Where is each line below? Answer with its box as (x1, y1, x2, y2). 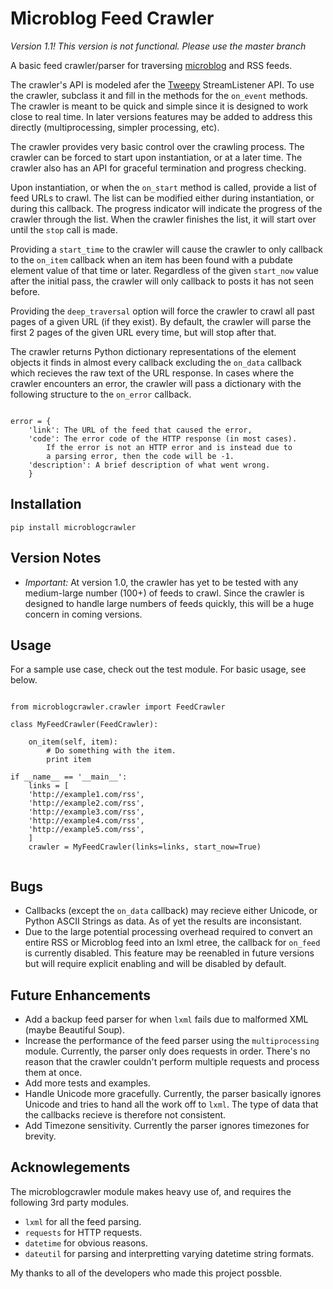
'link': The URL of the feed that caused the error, (28, 425, 253, 435)
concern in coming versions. (24, 608, 143, 620)
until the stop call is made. (10, 223, 118, 236)
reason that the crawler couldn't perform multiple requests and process (24, 1056, 320, 1067)
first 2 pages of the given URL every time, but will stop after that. (10, 326, 277, 338)
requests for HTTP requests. (24, 1226, 143, 1238)
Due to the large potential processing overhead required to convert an (24, 926, 313, 938)
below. (10, 674, 38, 686)
